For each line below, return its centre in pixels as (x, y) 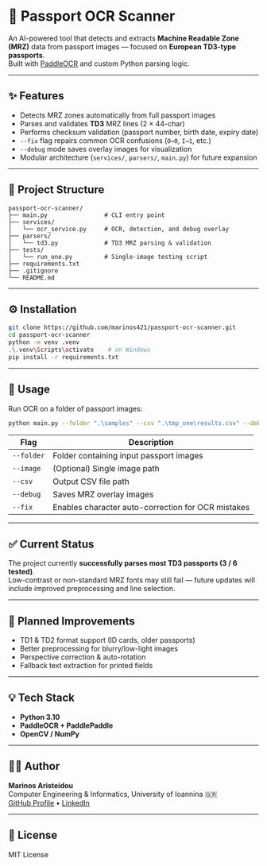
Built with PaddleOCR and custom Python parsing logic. (99, 64)
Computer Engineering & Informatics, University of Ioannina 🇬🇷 (113, 794)
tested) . (21, 572)
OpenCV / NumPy (50, 733)
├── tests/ (26, 249)
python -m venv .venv (44, 342)
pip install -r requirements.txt (64, 357)
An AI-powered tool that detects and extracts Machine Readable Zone (124, 38)
